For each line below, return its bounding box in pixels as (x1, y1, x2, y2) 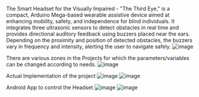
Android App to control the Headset (6, 84, 93, 91)
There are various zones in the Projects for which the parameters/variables (6, 55, 189, 61)
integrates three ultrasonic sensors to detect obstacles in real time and (6, 24, 179, 31)
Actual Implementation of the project (6, 73, 96, 79)
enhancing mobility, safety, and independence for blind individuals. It (6, 18, 175, 24)
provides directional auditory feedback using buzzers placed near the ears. (6, 30, 190, 37)
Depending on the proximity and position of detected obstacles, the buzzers (6, 37, 193, 43)
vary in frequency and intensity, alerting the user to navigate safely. (6, 43, 171, 50)
